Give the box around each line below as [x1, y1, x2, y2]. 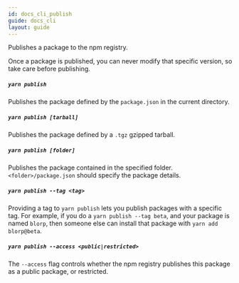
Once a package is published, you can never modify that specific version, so [8, 57, 233, 66]
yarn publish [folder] [8, 147, 75, 154]
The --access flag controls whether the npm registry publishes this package [8, 259, 230, 268]
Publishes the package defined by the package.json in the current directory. [8, 98, 230, 106]
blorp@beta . [8, 227, 42, 235]
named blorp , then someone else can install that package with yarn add [8, 219, 218, 228]
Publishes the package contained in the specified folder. [8, 163, 174, 172]
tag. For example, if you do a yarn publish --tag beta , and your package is [8, 212, 230, 220]
